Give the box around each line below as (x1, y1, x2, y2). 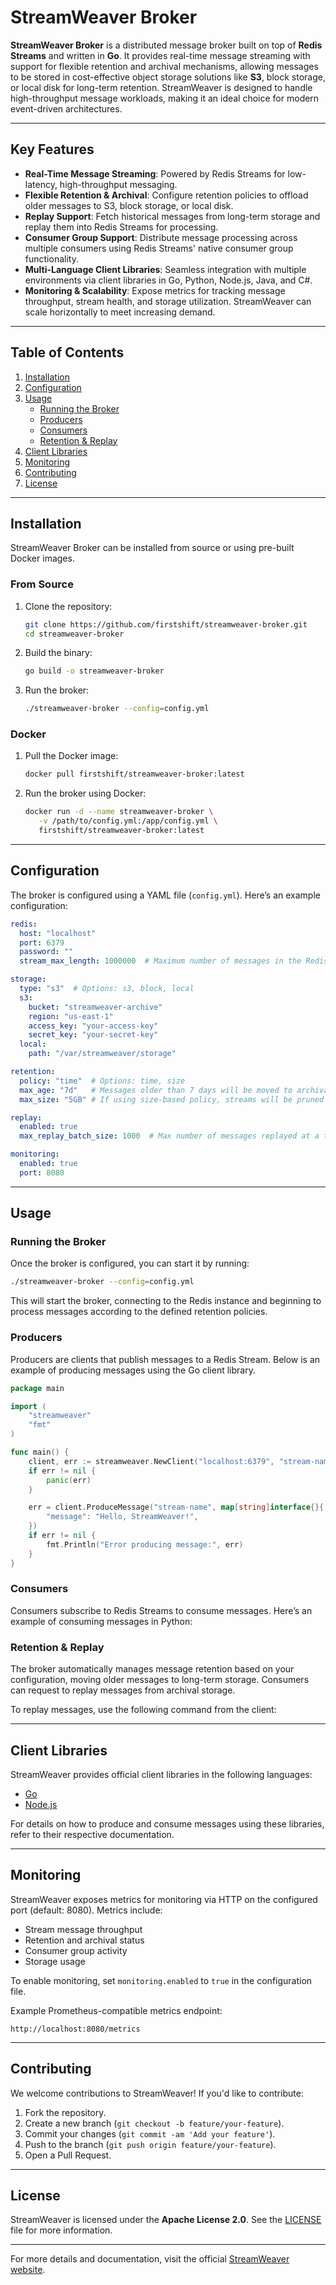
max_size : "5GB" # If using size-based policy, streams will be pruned (19, 1094, 325, 1105)
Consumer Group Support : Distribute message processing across (24, 231, 298, 243)
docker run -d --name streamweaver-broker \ (24, 807, 214, 817)
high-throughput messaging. (59, 178, 178, 190)
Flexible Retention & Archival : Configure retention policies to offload (24, 189, 309, 201)
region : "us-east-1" (28, 1011, 114, 1021)
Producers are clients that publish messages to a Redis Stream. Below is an (10, 1353, 321, 1365)
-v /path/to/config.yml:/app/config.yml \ (38, 816, 218, 826)
